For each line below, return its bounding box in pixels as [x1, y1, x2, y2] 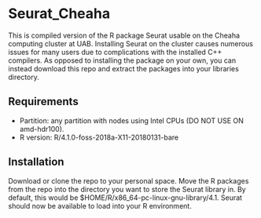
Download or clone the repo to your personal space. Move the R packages [8, 176, 249, 185]
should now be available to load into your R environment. [8, 201, 193, 210]
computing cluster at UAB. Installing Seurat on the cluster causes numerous [8, 38, 254, 48]
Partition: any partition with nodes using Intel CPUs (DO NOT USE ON [19, 115, 244, 125]
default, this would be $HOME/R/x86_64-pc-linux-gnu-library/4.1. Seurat [8, 193, 242, 202]
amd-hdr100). [19, 124, 64, 133]
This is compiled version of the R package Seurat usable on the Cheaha [8, 31, 241, 40]
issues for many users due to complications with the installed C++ [8, 47, 222, 56]
